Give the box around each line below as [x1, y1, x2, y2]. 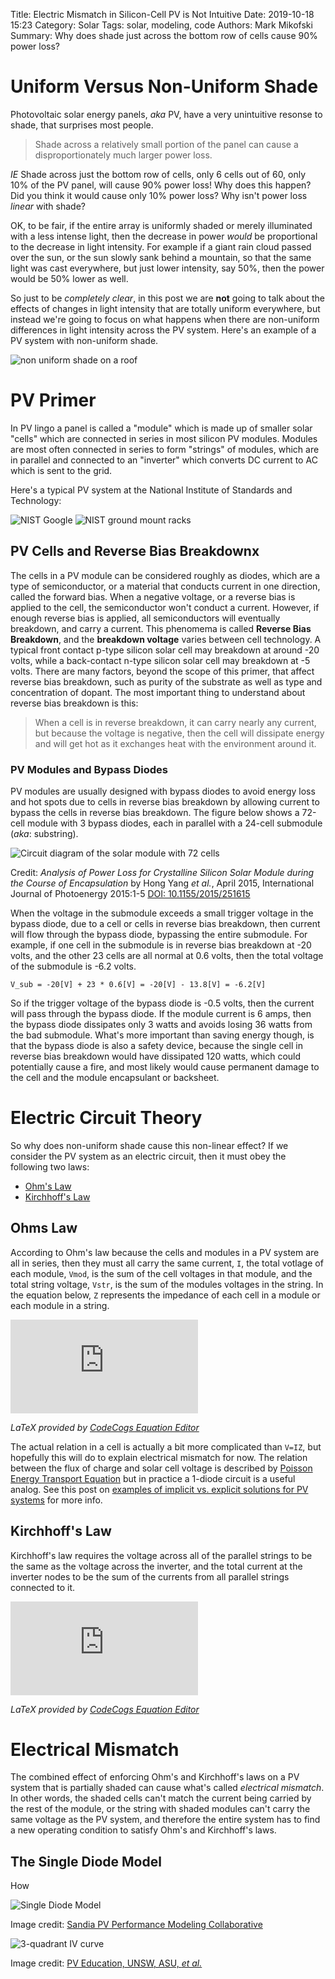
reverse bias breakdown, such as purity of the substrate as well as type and [10, 675, 323, 688]
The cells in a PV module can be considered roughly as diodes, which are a [10, 569, 321, 581]
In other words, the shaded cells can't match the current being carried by [10, 1792, 312, 1804]
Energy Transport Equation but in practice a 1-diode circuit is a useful [10, 1472, 296, 1484]
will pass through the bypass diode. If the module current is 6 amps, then [10, 1007, 312, 1019]
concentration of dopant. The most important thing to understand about [10, 686, 306, 698]
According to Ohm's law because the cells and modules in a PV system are [10, 1246, 320, 1258]
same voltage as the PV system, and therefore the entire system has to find [10, 1814, 321, 1826]
